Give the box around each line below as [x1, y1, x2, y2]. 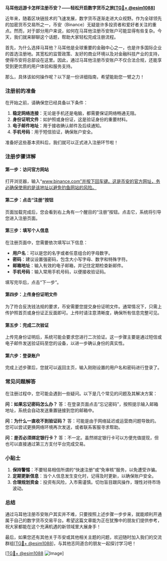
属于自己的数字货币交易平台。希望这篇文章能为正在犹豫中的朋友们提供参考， [5, 517, 162, 524]
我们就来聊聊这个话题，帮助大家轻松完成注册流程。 [13, 34, 118, 40]
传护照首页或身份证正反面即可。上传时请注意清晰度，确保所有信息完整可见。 [5, 310, 162, 316]
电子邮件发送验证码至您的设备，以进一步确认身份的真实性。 [5, 340, 127, 346]
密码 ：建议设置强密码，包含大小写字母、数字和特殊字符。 [12, 256, 130, 262]
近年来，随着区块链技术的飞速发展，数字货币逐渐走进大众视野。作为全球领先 [5, 15, 162, 21]
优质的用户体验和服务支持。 [18, 63, 75, 69]
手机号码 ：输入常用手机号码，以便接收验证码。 [12, 269, 108, 275]
